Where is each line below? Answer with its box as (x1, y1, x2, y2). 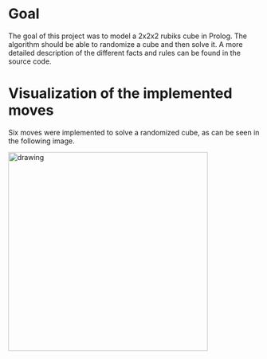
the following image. (8, 136, 75, 146)
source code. (8, 57, 52, 66)
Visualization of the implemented (8, 84, 233, 103)
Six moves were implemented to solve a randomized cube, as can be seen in (8, 127, 260, 137)
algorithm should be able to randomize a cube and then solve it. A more (8, 39, 243, 49)
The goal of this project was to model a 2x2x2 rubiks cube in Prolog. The (8, 31, 247, 41)
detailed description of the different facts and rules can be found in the (8, 48, 241, 57)
